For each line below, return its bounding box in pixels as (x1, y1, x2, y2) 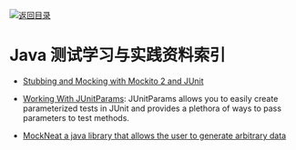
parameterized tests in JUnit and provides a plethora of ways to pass (22, 103, 282, 114)
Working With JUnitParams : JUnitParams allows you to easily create (22, 93, 279, 104)
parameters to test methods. (22, 112, 130, 123)
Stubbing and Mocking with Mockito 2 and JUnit (22, 75, 204, 86)
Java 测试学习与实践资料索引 (9, 45, 226, 65)
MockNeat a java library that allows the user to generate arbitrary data (22, 130, 287, 141)
